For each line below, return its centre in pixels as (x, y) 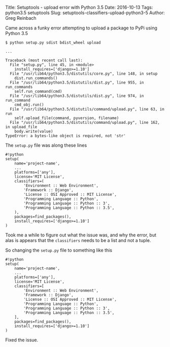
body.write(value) (34, 131)
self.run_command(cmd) (38, 91)
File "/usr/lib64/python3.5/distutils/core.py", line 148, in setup (84, 74)
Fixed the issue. (22, 340)
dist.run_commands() (36, 78)
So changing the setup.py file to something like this (59, 250)
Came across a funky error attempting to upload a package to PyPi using (81, 28)
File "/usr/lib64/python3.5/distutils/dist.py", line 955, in (77, 83)
